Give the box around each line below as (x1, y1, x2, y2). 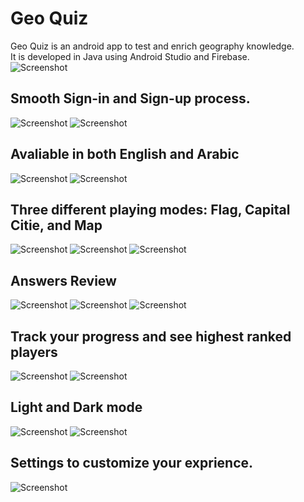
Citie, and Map (10, 217, 103, 234)
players (10, 343, 58, 361)
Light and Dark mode (10, 399, 143, 416)
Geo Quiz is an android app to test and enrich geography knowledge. (10, 40, 295, 52)
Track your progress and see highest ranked (10, 328, 292, 345)
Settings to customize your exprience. (10, 455, 254, 472)
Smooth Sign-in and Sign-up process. (10, 90, 251, 107)
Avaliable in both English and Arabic (10, 146, 240, 163)
